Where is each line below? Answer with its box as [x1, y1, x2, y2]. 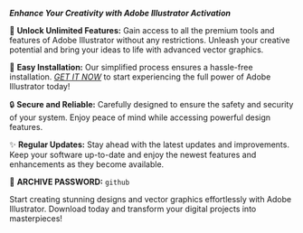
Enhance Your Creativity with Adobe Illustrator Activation [9, 8, 231, 18]
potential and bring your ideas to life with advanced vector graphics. [9, 44, 264, 55]
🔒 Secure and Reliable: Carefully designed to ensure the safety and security [9, 99, 294, 109]
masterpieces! [9, 213, 63, 224]
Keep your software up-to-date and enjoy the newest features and [9, 149, 257, 160]
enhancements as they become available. [9, 159, 165, 170]
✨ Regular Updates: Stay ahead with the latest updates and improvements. [9, 139, 289, 150]
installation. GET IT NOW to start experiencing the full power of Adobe [9, 71, 271, 82]
